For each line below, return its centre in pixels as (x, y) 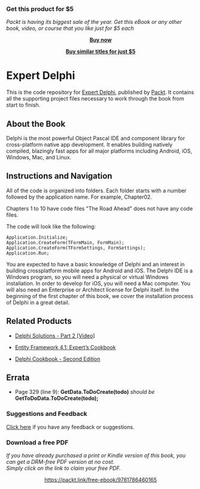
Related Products (39, 321)
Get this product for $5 (40, 9)
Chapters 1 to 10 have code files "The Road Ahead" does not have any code (100, 208)
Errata (18, 378)
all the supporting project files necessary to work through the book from (95, 99)
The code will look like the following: (51, 226)
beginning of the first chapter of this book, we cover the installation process (100, 296)
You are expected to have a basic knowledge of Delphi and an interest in (96, 264)
